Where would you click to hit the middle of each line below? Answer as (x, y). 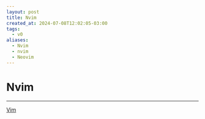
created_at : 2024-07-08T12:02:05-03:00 (57, 23)
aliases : (17, 40)
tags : (13, 29)
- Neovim (23, 57)
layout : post (23, 12)
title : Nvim (21, 18)
